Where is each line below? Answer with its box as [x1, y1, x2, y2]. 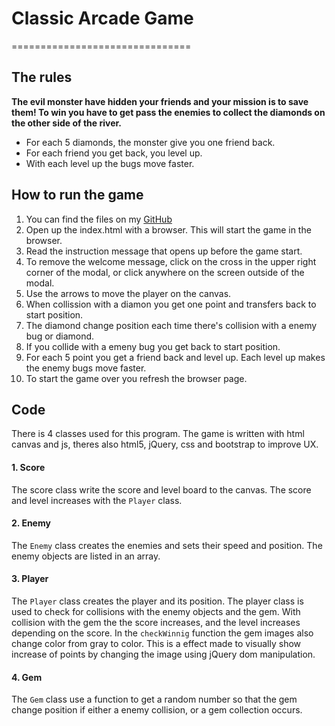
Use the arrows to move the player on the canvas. [25, 287, 232, 299]
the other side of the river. [11, 117, 123, 129]
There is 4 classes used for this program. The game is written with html [11, 428, 305, 440]
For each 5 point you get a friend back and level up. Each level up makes [25, 351, 326, 363]
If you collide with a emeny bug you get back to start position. [25, 340, 281, 352]
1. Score [11, 461, 46, 473]
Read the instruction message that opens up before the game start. [25, 245, 303, 257]
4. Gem [11, 671, 43, 683]
